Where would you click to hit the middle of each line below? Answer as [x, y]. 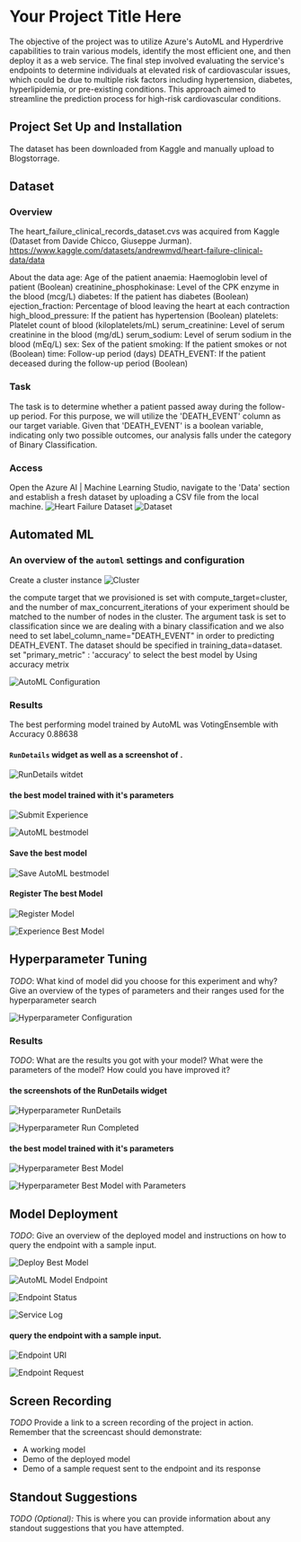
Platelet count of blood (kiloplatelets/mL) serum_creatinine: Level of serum [147, 325]
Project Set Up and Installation [96, 127]
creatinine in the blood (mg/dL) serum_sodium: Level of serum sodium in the [150, 335]
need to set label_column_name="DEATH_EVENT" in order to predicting [142, 635]
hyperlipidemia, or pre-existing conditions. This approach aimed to [133, 89]
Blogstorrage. [35, 158]
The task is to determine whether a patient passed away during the [133, 406]
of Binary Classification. [53, 444]
